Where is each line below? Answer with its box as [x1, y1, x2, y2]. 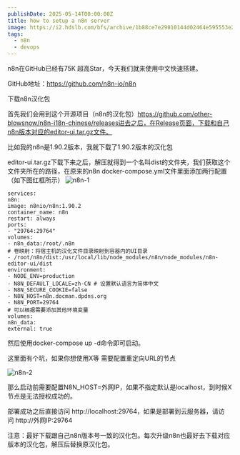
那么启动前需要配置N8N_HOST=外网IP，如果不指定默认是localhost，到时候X [7, 383, 232, 391]
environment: [7, 266, 46, 274]
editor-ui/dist [7, 260, 53, 267]
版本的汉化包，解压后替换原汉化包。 [7, 440, 114, 449]
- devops [14, 44, 40, 51]
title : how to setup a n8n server [7, 17, 111, 24]
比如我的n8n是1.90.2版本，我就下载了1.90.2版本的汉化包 [7, 143, 173, 151]
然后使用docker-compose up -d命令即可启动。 [7, 339, 145, 347]
